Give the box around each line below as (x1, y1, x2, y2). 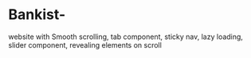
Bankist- (8, 6, 66, 24)
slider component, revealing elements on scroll (8, 40, 162, 49)
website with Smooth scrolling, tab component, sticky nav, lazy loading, (8, 32, 243, 41)
